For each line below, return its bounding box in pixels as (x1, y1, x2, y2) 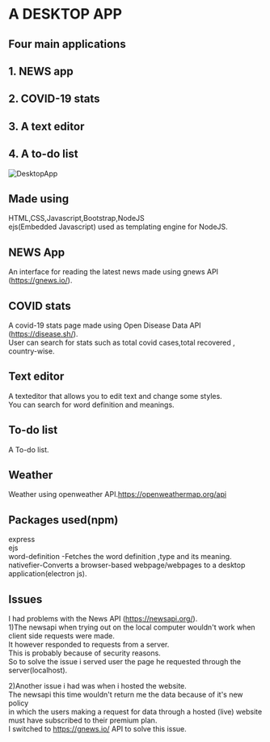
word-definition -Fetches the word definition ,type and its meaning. (8, 552, 232, 562)
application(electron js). (8, 569, 87, 579)
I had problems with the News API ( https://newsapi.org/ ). (8, 614, 198, 624)
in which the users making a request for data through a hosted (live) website (8, 707, 263, 717)
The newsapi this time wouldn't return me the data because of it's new (8, 689, 244, 700)
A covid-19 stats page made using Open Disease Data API (8, 320, 201, 330)
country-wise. (8, 346, 55, 356)
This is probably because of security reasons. (8, 648, 162, 658)
